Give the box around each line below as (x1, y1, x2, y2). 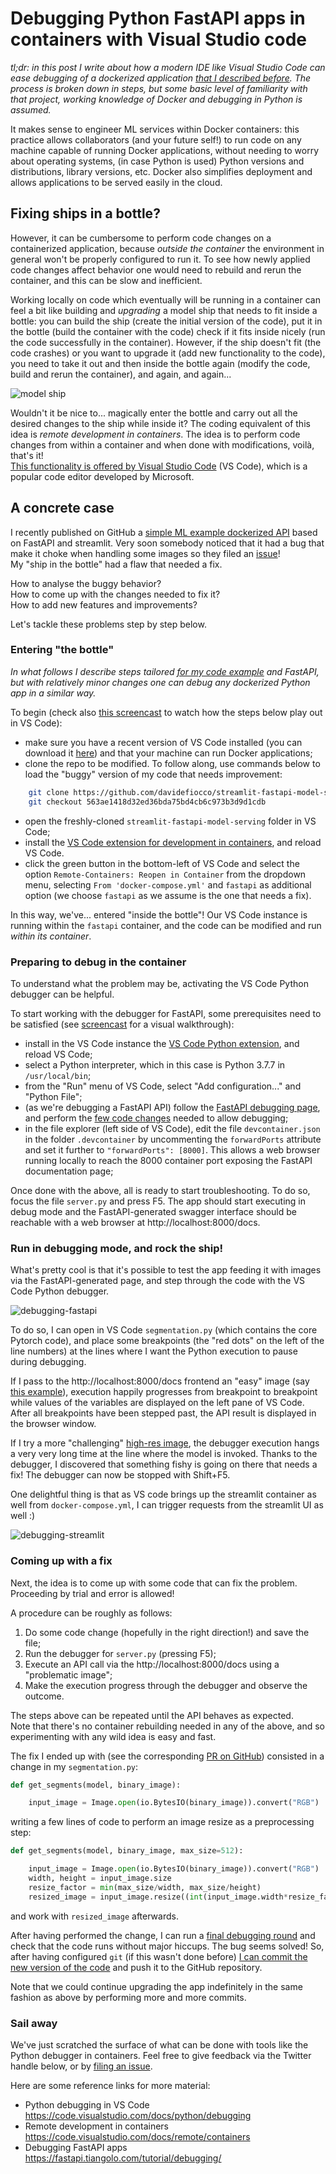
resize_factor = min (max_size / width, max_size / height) (28, 1882, 262, 1892)
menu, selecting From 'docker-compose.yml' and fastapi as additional (24, 878, 312, 891)
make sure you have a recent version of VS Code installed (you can (24, 736, 303, 748)
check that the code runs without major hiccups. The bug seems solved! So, (10, 1940, 325, 1952)
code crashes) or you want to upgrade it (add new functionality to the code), (10, 347, 326, 359)
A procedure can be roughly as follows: (10, 1607, 173, 1619)
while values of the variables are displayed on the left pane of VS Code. (10, 1397, 305, 1409)
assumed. (10, 103, 52, 116)
